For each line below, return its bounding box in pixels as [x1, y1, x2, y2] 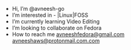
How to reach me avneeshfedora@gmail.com [11, 31, 125, 38]
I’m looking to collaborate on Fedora [11, 24, 102, 31]
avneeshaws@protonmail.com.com [11, 37, 100, 44]
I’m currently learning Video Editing [11, 18, 100, 25]
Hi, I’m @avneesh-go [11, 5, 65, 12]
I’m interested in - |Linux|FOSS [11, 11, 89, 19]
